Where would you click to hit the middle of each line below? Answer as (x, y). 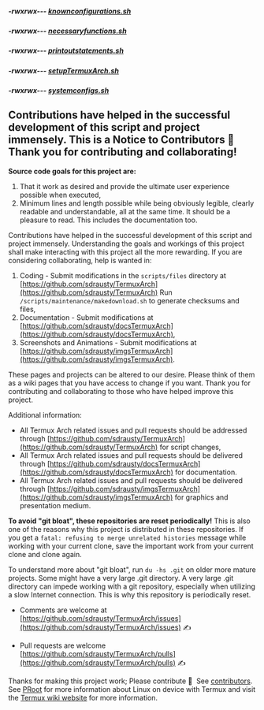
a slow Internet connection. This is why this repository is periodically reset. (130, 594)
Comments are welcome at (63, 610)
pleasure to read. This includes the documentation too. (108, 220)
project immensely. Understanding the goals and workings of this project (126, 243)
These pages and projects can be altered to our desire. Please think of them (132, 374)
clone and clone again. (45, 554)
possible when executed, (60, 195)
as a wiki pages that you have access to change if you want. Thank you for (129, 383)
